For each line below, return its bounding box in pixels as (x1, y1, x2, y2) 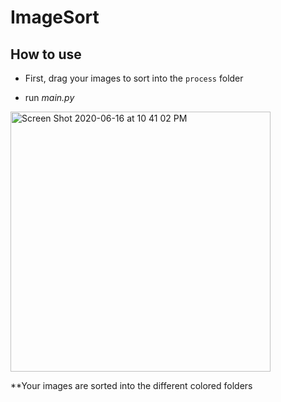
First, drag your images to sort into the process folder (24, 72, 244, 84)
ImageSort (10, 6, 100, 29)
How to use (10, 46, 82, 63)
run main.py (24, 92, 75, 103)
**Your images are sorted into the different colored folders (10, 380, 253, 391)
